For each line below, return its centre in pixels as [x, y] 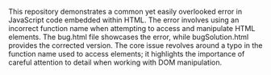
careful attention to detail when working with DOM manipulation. [115, 62]
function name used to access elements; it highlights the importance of [127, 54]
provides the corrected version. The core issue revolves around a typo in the [135, 45]
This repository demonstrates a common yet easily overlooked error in [125, 12]
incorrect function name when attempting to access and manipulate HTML [132, 28]
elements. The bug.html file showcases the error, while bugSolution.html [129, 37]
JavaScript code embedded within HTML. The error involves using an [124, 20]
